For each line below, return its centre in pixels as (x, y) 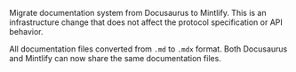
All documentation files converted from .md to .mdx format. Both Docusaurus (148, 49)
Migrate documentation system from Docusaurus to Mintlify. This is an (138, 13)
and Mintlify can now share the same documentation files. (116, 58)
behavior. (26, 32)
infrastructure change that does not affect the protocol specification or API (146, 22)
